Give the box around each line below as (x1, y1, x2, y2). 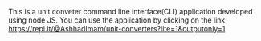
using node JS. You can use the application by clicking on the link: (8, 15, 227, 25)
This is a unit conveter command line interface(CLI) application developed (8, 7, 253, 16)
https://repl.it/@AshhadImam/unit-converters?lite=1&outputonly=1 (8, 24, 226, 33)
